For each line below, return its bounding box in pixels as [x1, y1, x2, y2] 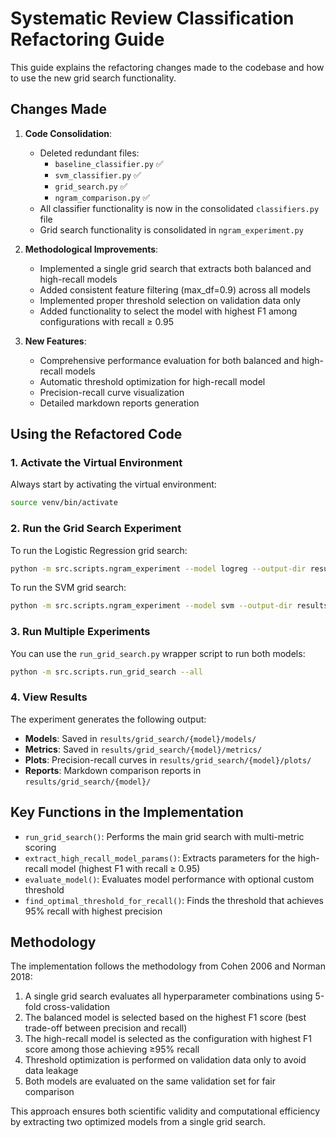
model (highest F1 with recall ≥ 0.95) [49, 862, 201, 874]
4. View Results [10, 690, 88, 704]
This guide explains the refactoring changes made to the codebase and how [10, 61, 325, 73]
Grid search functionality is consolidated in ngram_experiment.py [39, 223, 304, 236]
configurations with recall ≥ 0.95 [39, 315, 174, 327]
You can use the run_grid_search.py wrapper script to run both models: [10, 647, 306, 659]
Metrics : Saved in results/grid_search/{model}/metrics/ [24, 743, 263, 755]
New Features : [24, 335, 87, 347]
